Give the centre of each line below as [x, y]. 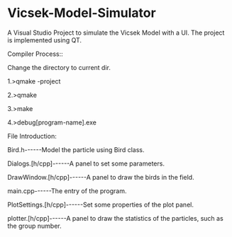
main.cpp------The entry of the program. [67, 191]
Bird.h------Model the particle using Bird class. [76, 149]
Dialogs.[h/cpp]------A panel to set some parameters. [86, 163]
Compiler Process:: [35, 54]
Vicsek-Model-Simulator [82, 13]
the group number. [34, 226]
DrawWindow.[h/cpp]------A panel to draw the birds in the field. [101, 177]
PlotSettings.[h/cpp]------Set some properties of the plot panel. [100, 204]
